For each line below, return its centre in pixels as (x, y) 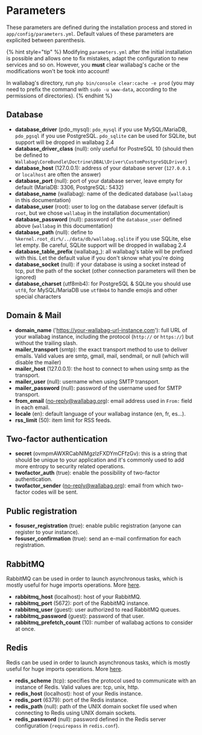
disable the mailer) (38, 362)
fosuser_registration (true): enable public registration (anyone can (98, 526)
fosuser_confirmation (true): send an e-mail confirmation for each (98, 538)
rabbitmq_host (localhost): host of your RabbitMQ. (78, 597)
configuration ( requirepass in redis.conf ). (67, 725)
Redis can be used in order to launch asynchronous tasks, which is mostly (98, 662)
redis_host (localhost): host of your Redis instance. (79, 693)
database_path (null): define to (54, 232)
